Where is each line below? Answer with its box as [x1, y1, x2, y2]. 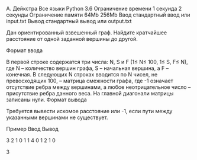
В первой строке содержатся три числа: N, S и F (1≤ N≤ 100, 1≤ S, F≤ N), [6, 59, 188, 65]
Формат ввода [6, 47, 43, 54]
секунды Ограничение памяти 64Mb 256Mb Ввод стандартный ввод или [6, 11, 190, 18]
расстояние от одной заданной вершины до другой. [6, 36, 138, 42]
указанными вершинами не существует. [6, 114, 108, 121]
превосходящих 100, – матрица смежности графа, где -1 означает [6, 77, 173, 84]
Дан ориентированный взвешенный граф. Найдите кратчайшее [6, 29, 167, 36]
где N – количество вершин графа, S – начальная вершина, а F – [6, 65, 169, 72]
